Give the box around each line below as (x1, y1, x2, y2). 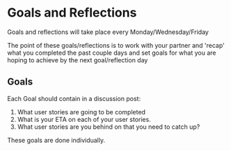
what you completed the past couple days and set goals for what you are (7, 48, 216, 57)
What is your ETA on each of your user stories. (17, 115, 151, 123)
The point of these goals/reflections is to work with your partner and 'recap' (7, 41, 225, 49)
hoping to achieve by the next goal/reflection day (7, 55, 148, 64)
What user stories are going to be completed (17, 107, 146, 116)
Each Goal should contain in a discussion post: (7, 94, 141, 103)
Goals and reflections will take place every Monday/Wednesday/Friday (7, 28, 209, 36)
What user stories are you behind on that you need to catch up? (17, 123, 200, 131)
